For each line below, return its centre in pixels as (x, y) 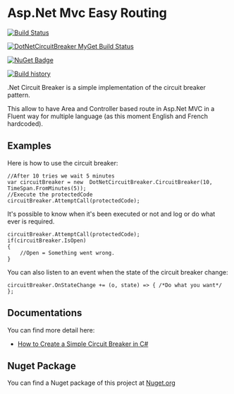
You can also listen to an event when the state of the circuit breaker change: (118, 272)
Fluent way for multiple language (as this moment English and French (107, 116)
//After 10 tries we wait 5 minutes (61, 176)
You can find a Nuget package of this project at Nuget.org (92, 383)
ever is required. (31, 221)
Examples (29, 146)
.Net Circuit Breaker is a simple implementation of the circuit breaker (107, 87)
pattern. (19, 95)
